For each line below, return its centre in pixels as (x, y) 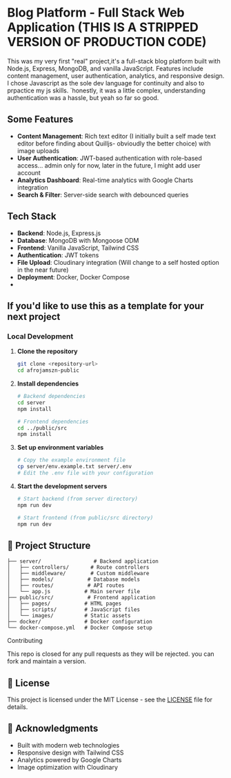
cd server (31, 402)
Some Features (40, 120)
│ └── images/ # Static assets (69, 616)
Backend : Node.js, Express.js (59, 233)
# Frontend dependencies (53, 421)
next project (34, 316)
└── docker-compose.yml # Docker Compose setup (80, 628)
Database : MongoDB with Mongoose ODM (78, 240)
